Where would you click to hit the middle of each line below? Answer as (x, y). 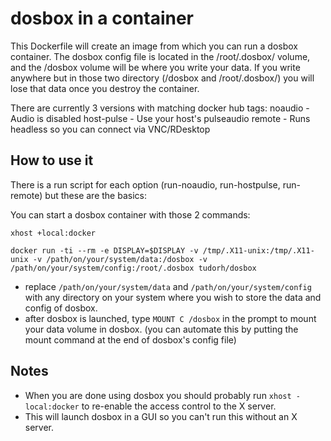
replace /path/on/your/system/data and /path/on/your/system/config (168, 286)
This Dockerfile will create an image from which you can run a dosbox (154, 46)
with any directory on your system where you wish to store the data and (173, 297)
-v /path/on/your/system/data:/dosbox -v (120, 259)
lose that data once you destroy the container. (105, 88)
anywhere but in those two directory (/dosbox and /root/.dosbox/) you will (162, 78)
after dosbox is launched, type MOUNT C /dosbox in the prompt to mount (170, 318)
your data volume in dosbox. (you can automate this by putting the (161, 329)
